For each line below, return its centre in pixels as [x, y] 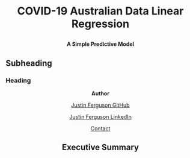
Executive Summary [100, 147]
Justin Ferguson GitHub [100, 105]
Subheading [29, 63]
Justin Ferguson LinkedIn [100, 116]
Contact [100, 128]
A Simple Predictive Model [100, 44]
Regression [100, 24]
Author [100, 93]
